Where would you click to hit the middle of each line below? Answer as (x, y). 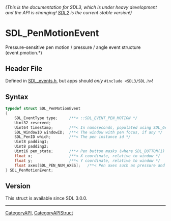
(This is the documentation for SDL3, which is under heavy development (81, 7)
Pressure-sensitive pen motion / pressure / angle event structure (73, 47)
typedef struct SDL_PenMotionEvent (43, 109)
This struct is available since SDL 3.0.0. (46, 198)
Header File (24, 68)
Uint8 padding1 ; (32, 142)
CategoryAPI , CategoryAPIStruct (39, 213)
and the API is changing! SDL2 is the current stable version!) (69, 12)
